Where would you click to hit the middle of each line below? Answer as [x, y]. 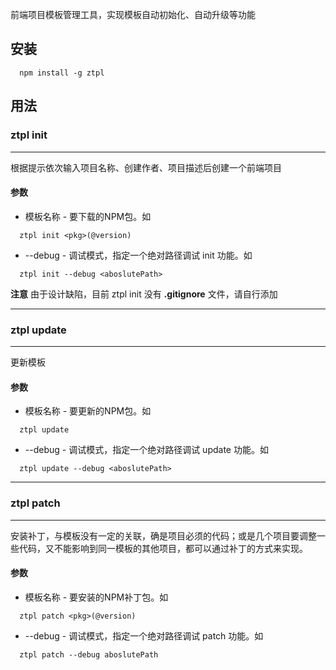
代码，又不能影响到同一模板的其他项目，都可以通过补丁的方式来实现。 [163, 548]
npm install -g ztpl [62, 73]
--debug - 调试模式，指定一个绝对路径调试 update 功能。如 [146, 450]
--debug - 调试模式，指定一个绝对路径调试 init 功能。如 [138, 255]
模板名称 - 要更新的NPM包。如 [88, 411]
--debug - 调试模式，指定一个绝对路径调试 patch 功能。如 [144, 635]
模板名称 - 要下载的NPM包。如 [88, 216]
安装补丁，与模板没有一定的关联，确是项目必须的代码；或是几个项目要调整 [163, 535]
